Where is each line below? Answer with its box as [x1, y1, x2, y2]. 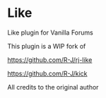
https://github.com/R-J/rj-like [7, 55, 93, 64]
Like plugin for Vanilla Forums [7, 28, 93, 37]
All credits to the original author [7, 82, 99, 91]
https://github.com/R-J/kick [7, 69, 88, 78]
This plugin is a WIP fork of [7, 42, 86, 50]
